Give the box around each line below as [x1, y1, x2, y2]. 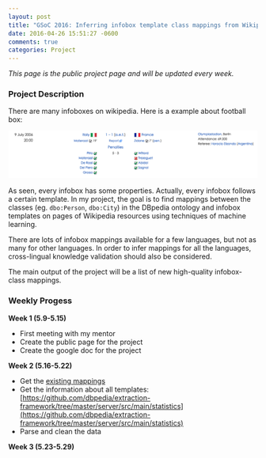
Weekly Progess [8, 295, 73, 306]
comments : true [8, 38, 59, 46]
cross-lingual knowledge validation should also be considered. [8, 252, 212, 261]
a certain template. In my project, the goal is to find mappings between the [8, 195, 251, 204]
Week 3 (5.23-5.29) [8, 441, 75, 451]
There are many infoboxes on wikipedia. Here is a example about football [8, 107, 246, 116]
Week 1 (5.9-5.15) [8, 313, 66, 323]
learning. [8, 220, 37, 229]
